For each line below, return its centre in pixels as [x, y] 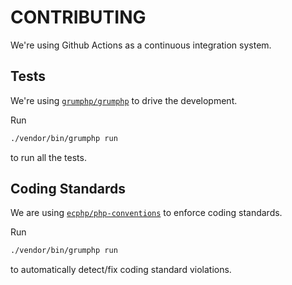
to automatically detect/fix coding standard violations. [121, 270]
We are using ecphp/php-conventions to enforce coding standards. [146, 213]
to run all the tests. [48, 157]
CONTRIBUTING [78, 17]
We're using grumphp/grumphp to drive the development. [124, 100]
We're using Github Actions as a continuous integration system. [141, 45]
